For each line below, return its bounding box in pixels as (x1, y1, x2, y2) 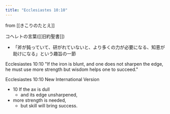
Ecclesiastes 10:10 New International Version (5, 76, 100, 82)
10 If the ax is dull (12, 86, 50, 92)
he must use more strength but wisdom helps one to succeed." (5, 66, 139, 72)
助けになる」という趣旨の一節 (12, 50, 76, 56)
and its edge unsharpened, (20, 91, 78, 98)
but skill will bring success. (20, 102, 78, 108)
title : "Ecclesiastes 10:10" (5, 7, 68, 13)
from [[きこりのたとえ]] (5, 22, 55, 28)
